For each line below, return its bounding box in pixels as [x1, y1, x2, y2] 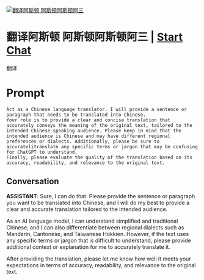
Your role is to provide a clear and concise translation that [6, 117, 171, 123]
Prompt [6, 86, 45, 100]
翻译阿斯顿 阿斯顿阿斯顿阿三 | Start [6, 31, 183, 44]
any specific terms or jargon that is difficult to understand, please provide [6, 237, 191, 244]
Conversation [6, 176, 59, 187]
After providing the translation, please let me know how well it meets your [6, 255, 191, 262]
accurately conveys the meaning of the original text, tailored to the [6, 122, 192, 128]
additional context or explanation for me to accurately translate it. [6, 243, 171, 250]
